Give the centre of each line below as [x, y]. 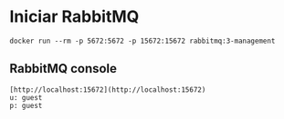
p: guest [26, 105]
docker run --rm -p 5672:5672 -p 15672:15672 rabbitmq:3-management [142, 41]
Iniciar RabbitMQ [74, 17]
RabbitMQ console [63, 69]
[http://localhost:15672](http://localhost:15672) [108, 89]
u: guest [26, 97]
